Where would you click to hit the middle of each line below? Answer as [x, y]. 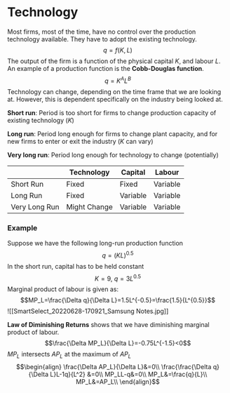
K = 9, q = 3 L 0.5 [118, 278]
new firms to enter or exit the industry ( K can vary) [80, 141]
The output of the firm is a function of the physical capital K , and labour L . [114, 61]
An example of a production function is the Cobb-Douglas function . [106, 68]
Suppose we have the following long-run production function [95, 243]
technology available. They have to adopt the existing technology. [102, 39]
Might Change [90, 206]
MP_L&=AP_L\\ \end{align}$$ [118, 382]
